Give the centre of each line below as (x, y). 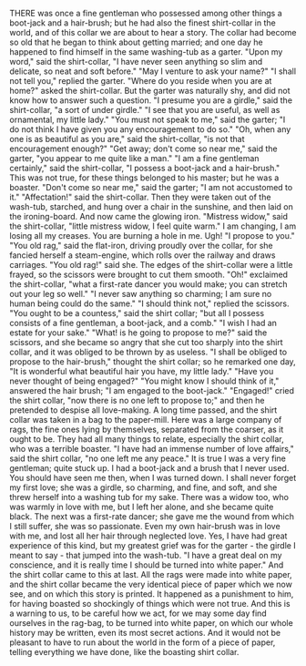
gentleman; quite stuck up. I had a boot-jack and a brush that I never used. (149, 468)
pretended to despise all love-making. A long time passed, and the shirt (143, 410)
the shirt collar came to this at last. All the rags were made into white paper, (151, 574)
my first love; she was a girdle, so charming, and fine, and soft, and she (143, 487)
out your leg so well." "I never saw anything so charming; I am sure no (141, 294)
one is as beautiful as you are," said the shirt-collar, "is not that (127, 139)
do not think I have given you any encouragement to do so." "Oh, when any (150, 129)
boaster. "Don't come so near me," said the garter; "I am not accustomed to (151, 187)
